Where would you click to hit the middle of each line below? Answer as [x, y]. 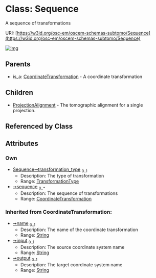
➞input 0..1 [24, 241]
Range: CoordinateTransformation [56, 199]
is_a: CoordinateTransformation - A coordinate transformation [77, 77]
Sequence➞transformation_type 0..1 [50, 170]
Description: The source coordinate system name [72, 247]
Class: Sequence [42, 9]
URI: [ [11, 33]
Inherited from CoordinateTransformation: [59, 212]
